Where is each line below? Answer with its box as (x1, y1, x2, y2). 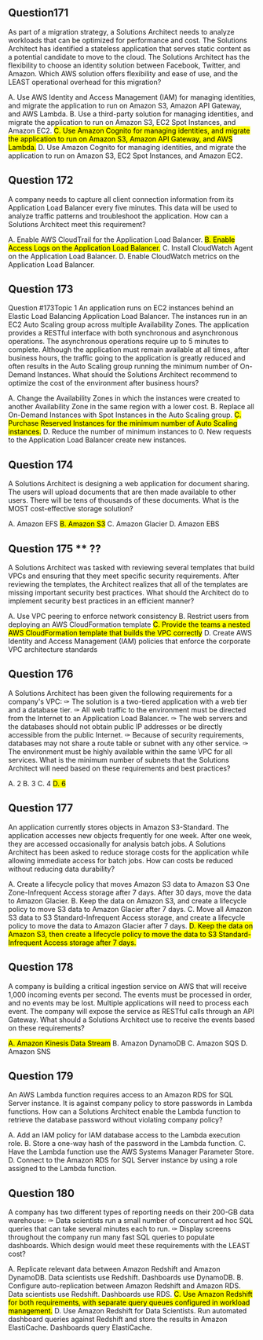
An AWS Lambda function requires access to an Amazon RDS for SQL (8, 1090, 234, 1100)
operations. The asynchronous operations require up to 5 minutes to (8, 337, 229, 346)
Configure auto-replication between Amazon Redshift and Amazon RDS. (8, 1281, 241, 1291)
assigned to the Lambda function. (8, 1164, 117, 1173)
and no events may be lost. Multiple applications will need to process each (8, 998, 250, 1008)
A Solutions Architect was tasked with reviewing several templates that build (8, 563, 255, 573)
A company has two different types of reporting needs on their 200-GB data (8, 1207, 254, 1217)
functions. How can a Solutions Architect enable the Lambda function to (8, 1107, 241, 1116)
